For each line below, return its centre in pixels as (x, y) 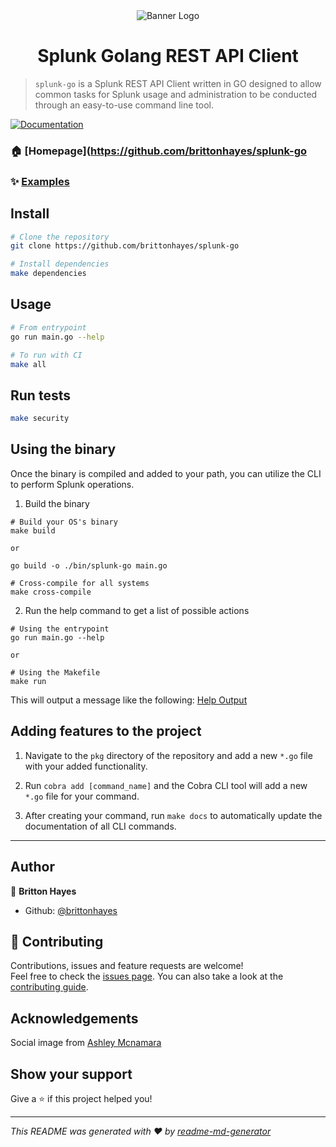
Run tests (40, 395)
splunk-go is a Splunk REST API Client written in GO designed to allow (178, 83)
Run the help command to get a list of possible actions (137, 610)
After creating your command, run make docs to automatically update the (173, 815)
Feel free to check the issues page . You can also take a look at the (147, 976)
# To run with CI (46, 355)
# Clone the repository (60, 237)
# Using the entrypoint (60, 629)
